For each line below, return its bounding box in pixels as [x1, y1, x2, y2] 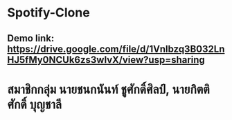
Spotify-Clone [7, 5, 90, 21]
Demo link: [7, 32, 55, 44]
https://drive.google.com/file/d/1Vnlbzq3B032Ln [7, 43, 225, 54]
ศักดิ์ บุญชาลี [7, 97, 62, 112]
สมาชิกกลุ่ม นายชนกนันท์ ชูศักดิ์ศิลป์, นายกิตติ [7, 81, 210, 97]
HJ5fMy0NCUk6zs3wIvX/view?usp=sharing [7, 54, 206, 66]
